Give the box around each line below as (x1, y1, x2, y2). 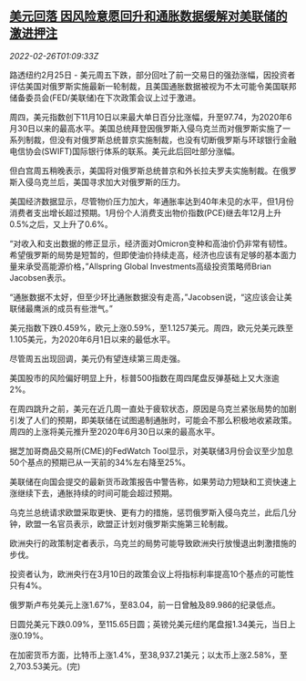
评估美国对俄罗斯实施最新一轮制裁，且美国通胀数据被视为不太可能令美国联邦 (9, 80, 297, 91)
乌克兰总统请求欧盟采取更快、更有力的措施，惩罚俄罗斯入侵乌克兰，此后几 (9, 507, 289, 518)
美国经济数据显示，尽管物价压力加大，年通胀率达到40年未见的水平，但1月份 (9, 195, 294, 207)
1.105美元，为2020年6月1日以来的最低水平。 (9, 334, 176, 345)
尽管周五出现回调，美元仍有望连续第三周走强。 (9, 353, 185, 364)
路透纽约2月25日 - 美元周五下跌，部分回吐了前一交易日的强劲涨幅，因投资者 (9, 69, 296, 80)
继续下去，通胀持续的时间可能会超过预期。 (16, 487, 178, 499)
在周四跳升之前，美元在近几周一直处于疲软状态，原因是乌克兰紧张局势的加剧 (9, 403, 297, 414)
